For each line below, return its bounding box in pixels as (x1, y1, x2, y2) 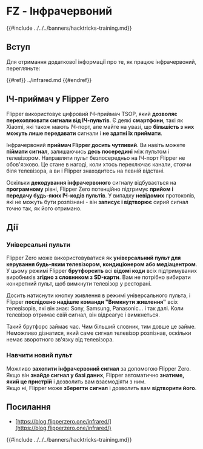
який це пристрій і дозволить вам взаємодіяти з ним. (6, 378, 146, 385)
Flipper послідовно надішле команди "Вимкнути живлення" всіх (6, 298, 178, 306)
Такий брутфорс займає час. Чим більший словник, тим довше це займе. (6, 323, 196, 331)
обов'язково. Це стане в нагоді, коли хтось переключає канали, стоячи (6, 160, 192, 168)
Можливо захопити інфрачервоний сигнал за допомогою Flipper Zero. (6, 365, 191, 372)
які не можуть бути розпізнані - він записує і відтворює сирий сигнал (6, 198, 189, 205)
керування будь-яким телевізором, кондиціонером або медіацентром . (6, 261, 198, 268)
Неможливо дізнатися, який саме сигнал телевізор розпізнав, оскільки (6, 329, 191, 337)
